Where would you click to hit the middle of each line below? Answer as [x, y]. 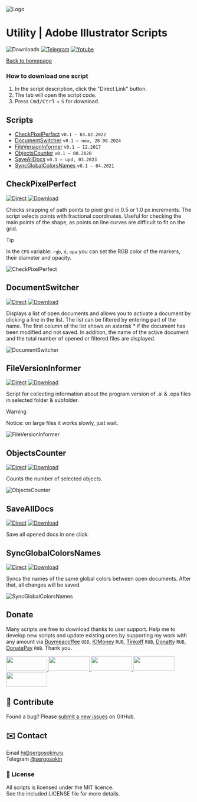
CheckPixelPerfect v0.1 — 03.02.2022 [60, 134]
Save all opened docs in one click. [48, 535]
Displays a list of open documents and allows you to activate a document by [98, 313]
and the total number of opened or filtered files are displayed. [81, 338]
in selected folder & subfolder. [43, 400]
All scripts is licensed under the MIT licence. [60, 787]
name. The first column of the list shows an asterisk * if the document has [96, 326]
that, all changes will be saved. [43, 585]
